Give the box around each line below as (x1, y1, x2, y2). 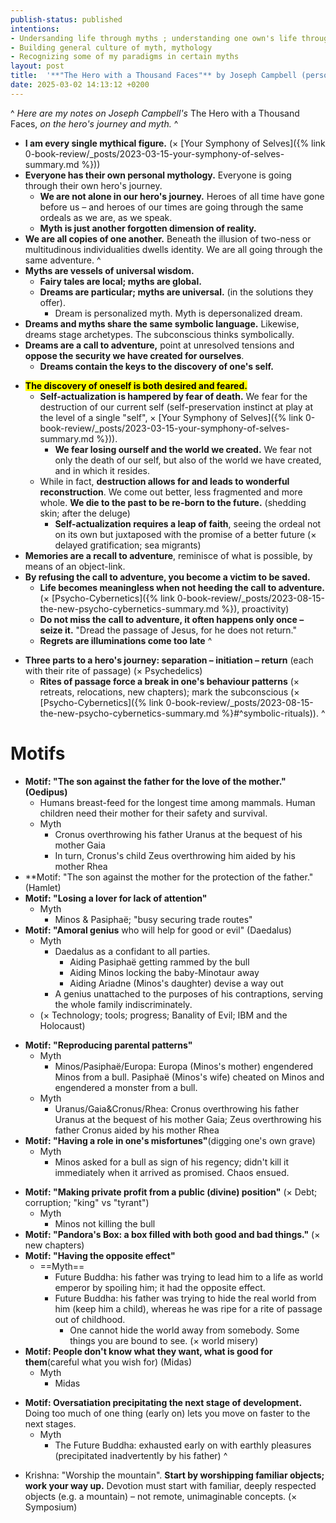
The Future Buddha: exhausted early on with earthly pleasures (54, 1439, 312, 1451)
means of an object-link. (24, 560, 126, 572)
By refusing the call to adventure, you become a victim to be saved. (24, 571, 311, 583)
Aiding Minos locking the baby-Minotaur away (69, 966, 260, 978)
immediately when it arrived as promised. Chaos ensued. (54, 1166, 290, 1178)
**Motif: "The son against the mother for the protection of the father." (24, 871, 314, 883)
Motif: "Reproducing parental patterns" (24, 1039, 193, 1051)
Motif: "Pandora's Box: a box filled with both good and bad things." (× (24, 1228, 321, 1240)
